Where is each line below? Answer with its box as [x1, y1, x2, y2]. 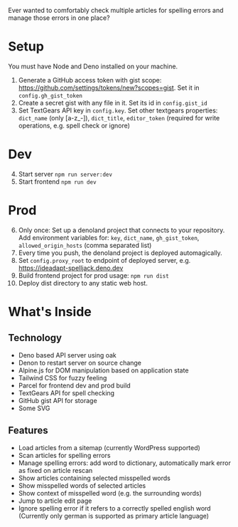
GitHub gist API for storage [18, 396, 98, 405]
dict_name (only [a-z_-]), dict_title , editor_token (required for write [18, 113, 220, 122]
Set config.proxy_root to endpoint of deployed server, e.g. [18, 256, 191, 264]
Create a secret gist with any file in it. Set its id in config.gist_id [18, 98, 208, 107]
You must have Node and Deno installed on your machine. [8, 62, 178, 71]
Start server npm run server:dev [18, 169, 113, 178]
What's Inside [8, 304, 92, 320]
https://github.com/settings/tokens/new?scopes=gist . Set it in [18, 83, 200, 92]
